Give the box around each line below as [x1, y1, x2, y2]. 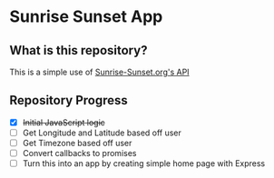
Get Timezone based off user [22, 137, 132, 148]
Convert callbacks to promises [22, 148, 137, 158]
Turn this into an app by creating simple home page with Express [22, 158, 266, 169]
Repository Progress [9, 93, 129, 108]
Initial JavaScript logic [22, 116, 106, 128]
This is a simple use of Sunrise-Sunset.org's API [9, 66, 190, 77]
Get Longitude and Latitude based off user [22, 127, 181, 138]
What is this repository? [9, 43, 148, 58]
